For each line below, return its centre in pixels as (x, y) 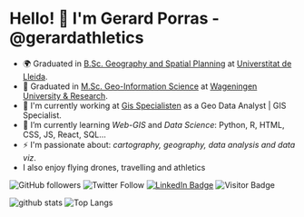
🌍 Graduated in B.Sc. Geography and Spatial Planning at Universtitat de (157, 64)
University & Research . (65, 95)
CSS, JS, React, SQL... (64, 134)
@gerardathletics (77, 38)
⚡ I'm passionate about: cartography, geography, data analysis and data (159, 144)
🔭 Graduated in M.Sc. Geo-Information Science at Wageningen (140, 86)
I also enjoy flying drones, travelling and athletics (114, 167)
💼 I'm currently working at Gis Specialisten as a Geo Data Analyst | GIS (154, 105)
